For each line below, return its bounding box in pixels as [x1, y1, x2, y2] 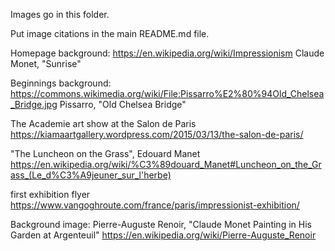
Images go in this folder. [10, 9, 110, 20]
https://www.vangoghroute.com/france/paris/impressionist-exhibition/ [10, 199, 300, 211]
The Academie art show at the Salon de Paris [10, 118, 197, 129]
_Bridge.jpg [10, 99, 58, 110]
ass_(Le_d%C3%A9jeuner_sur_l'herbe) [10, 169, 172, 181]
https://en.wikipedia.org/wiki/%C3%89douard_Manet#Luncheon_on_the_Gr [10, 159, 322, 170]
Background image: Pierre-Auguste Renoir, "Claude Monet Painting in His [10, 219, 312, 230]
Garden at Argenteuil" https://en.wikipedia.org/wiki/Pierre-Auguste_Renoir [10, 229, 317, 241]
